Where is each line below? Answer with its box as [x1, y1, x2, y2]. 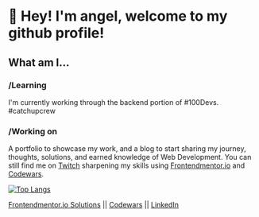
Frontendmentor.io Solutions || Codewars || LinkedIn [8, 200, 179, 210]
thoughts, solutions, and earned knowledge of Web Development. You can [8, 153, 252, 162]
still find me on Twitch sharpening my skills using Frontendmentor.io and [8, 161, 245, 170]
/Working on [8, 126, 58, 137]
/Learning [8, 79, 47, 91]
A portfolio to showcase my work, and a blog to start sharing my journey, [8, 144, 246, 153]
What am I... [8, 56, 70, 69]
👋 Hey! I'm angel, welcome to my [8, 7, 228, 25]
